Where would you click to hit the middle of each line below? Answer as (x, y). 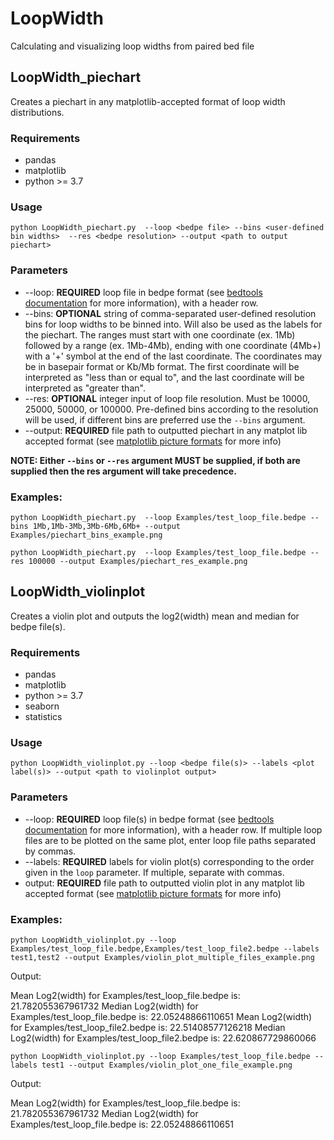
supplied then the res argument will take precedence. (123, 471)
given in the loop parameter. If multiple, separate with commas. (154, 872)
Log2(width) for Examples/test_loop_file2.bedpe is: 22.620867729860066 (163, 1038)
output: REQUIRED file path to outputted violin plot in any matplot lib (164, 883)
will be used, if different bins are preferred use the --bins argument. (165, 419)
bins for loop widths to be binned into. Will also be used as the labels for (173, 324)
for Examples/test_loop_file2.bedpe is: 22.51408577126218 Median (148, 1027)
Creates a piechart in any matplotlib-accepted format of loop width (148, 101)
